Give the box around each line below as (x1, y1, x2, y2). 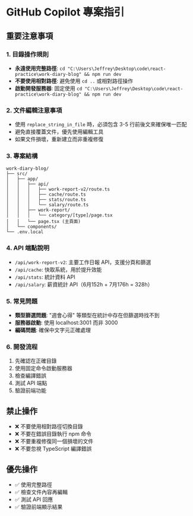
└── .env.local (6, 229, 44, 235)
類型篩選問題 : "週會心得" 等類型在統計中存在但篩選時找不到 (14, 312, 160, 319)
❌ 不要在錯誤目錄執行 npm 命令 (14, 431, 92, 438)
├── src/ (6, 171, 28, 177)
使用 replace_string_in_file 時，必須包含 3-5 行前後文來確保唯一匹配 (14, 121, 187, 128)
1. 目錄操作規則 (6, 50, 49, 58)
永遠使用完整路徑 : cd (14, 65, 65, 72)
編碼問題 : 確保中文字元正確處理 (14, 327, 91, 334)
